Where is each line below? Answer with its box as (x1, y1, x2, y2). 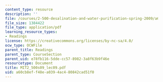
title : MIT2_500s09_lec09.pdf (5, 66, 66, 70)
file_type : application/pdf (5, 25, 62, 30)
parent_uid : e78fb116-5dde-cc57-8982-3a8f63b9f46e (5, 56, 110, 61)
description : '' (5, 12, 38, 16)
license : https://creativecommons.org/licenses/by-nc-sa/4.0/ (5, 39, 133, 43)
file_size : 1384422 (5, 20, 45, 26)
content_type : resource (5, 7, 53, 12)
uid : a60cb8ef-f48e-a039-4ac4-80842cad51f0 (5, 70, 95, 75)
